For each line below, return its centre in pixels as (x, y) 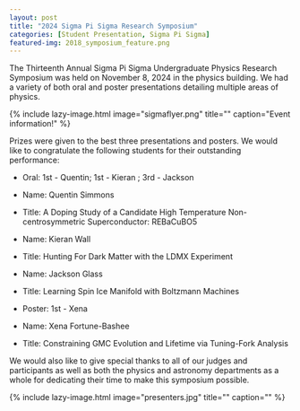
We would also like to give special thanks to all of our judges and (129, 361)
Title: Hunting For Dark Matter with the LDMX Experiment (127, 257)
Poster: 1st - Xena (55, 309)
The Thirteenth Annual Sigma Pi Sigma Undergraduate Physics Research (143, 68)
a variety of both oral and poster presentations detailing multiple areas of (144, 87)
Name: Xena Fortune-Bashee (76, 326)
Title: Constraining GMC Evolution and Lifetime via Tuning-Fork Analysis (155, 344)
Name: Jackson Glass (62, 274)
